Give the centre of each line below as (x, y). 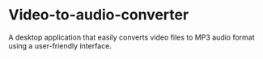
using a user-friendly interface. (60, 45)
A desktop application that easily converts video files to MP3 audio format (131, 37)
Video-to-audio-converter (99, 15)
